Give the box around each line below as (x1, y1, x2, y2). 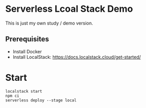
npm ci (5, 93, 19, 98)
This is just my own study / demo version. (5, 20, 93, 26)
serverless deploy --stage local (5, 98, 77, 103)
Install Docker (12, 48, 42, 54)
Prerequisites (5, 35, 49, 44)
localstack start (5, 89, 43, 94)
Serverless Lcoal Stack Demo (5, 3, 133, 15)
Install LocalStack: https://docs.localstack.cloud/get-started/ (12, 54, 141, 60)
